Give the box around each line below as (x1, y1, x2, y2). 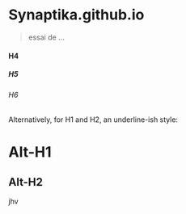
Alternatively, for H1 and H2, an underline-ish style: (8, 115, 179, 124)
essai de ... (27, 32, 65, 42)
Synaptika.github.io (8, 6, 145, 24)
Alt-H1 (8, 143, 52, 162)
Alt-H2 (8, 175, 43, 189)
